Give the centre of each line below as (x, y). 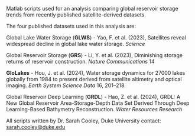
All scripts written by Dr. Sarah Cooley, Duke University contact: (84, 121)
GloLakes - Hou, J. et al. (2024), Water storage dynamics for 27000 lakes (96, 73)
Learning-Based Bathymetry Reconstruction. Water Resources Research (94, 109)
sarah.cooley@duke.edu (36, 127)
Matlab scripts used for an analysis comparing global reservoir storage (92, 9)
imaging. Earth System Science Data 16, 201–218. (66, 85)
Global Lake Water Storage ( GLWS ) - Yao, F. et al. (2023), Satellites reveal (96, 37)
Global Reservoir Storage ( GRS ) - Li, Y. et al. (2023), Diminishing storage (95, 55)
